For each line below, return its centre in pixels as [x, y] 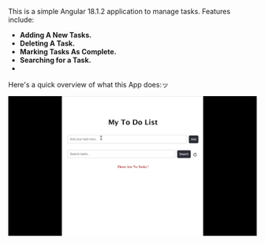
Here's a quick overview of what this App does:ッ [89, 85]
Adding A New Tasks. [56, 35]
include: [21, 20]
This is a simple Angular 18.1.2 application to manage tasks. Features [119, 11]
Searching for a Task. [55, 60]
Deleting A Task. [47, 43]
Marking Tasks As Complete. [68, 52]
